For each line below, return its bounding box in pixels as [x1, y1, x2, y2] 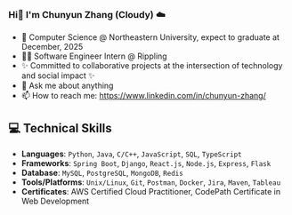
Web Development [20, 195, 90, 207]
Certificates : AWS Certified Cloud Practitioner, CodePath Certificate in [20, 187, 281, 197]
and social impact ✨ [20, 70, 95, 81]
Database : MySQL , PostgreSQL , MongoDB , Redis [20, 168, 183, 179]
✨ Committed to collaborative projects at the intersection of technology [20, 60, 283, 71]
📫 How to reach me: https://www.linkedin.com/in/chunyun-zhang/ [20, 91, 266, 101]
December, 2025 [20, 42, 84, 52]
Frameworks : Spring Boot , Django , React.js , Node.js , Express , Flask [20, 158, 272, 169]
